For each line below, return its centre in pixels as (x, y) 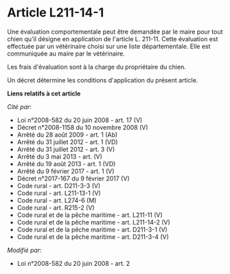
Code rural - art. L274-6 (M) (57, 200)
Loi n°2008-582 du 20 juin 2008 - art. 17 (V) (80, 120)
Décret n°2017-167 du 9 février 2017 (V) (73, 178)
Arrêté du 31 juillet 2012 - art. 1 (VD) (67, 141)
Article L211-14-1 (56, 13)
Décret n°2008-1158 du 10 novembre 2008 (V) (83, 127)
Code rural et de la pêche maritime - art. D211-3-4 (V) (93, 237)
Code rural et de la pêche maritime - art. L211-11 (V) (90, 215)
